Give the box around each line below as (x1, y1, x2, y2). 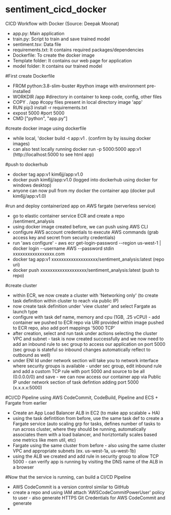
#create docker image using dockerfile (5, 125, 87, 131)
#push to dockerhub (5, 161, 48, 167)
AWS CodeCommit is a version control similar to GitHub (12, 484, 129, 490)
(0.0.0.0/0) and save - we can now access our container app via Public (12, 373, 161, 380)
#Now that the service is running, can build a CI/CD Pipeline (5, 474, 131, 480)
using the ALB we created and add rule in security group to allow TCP (12, 453, 159, 459)
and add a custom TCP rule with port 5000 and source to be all (12, 368, 145, 374)
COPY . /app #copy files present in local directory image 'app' (12, 99, 143, 105)
